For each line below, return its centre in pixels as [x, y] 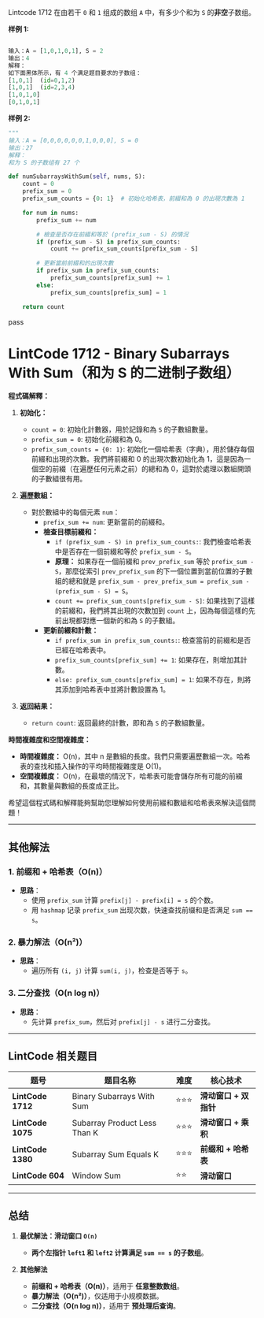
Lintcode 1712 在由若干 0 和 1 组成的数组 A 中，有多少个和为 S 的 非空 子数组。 [132, 12]
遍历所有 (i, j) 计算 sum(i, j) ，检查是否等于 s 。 [112, 971]
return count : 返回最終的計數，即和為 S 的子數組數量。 [120, 723]
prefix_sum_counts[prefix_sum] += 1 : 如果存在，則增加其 [148, 660]
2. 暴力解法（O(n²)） [48, 942]
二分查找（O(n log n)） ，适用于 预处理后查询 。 [106, 1306]
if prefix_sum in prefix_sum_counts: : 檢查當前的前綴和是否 [153, 640]
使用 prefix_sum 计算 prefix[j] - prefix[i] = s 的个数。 [124, 900]
